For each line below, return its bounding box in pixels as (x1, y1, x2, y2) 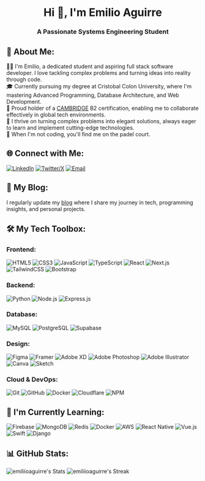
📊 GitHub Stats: (6, 448, 69, 459)
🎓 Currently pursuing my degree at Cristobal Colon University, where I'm (6, 82, 192, 90)
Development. (6, 98, 42, 105)
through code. (6, 75, 42, 83)
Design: (6, 339, 31, 348)
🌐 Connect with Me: (6, 148, 84, 159)
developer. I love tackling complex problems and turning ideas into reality (6, 69, 191, 76)
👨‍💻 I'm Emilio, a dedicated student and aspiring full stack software (6, 63, 174, 70)
